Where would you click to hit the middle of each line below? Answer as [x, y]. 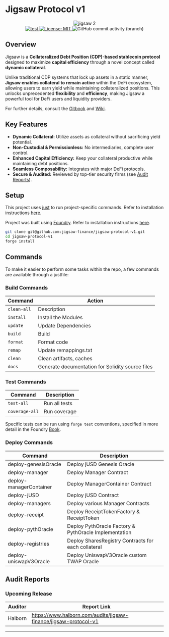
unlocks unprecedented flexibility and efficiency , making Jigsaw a [75, 93]
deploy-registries [28, 544]
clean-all [19, 309]
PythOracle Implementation [99, 532]
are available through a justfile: [37, 274]
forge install [20, 241]
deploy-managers [29, 503]
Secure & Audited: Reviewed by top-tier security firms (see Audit [80, 174]
